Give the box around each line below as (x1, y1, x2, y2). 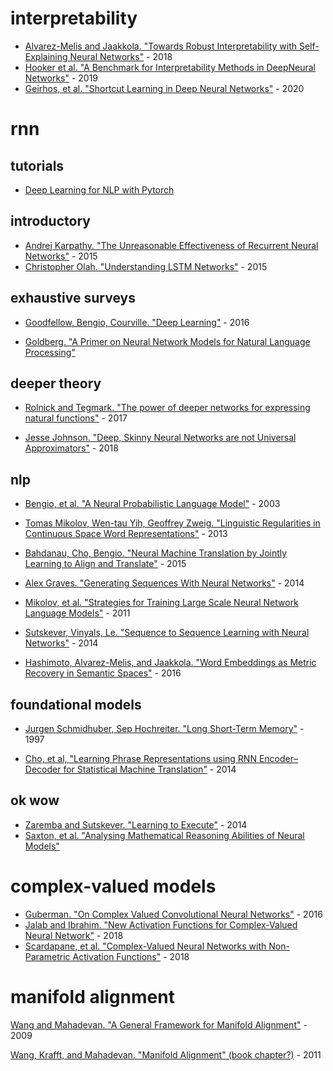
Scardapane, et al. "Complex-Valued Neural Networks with (24, 940, 267, 952)
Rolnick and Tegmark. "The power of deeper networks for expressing (24, 402, 311, 414)
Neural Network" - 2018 (24, 929, 124, 941)
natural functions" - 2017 (24, 412, 128, 424)
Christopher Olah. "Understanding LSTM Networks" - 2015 (24, 260, 268, 272)
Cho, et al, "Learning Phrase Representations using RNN (24, 753, 257, 764)
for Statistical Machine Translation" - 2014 (63, 763, 237, 775)
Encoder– (258, 753, 298, 764)
